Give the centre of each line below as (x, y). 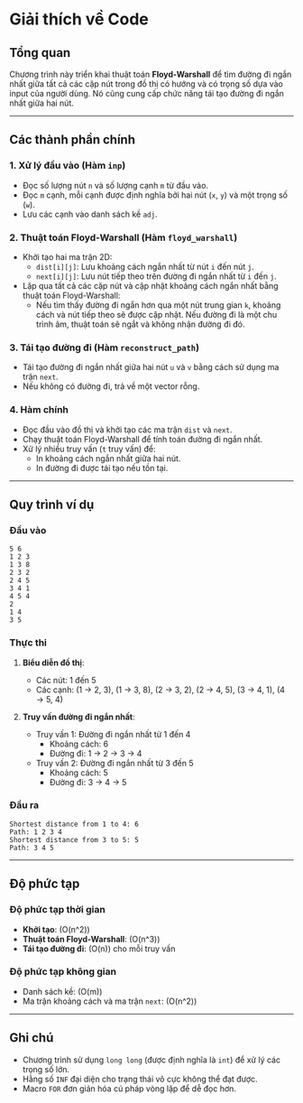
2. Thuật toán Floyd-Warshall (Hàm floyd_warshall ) (124, 237)
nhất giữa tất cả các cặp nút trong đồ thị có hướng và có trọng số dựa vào (147, 84)
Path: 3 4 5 (32, 848)
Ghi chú (32, 1038)
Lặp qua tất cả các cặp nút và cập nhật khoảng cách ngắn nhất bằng (150, 285)
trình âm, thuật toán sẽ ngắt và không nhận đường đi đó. (140, 324)
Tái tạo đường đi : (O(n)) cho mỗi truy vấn (99, 949)
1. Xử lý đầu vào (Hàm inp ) (68, 165)
